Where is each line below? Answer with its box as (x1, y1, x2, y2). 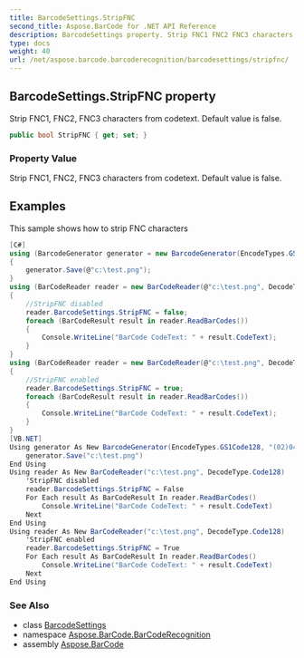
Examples (9, 198, 66, 214)
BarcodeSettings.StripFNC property (9, 89, 216, 104)
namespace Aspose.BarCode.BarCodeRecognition (22, 629, 211, 640)
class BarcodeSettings (22, 619, 107, 630)
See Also (9, 599, 50, 612)
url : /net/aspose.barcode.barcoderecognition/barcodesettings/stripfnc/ (9, 55, 290, 64)
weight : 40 (9, 47, 51, 56)
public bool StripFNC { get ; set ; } (9, 131, 147, 140)
